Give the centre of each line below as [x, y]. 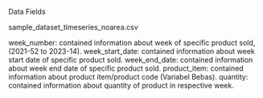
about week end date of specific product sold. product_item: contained [126, 68]
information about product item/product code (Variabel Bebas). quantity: [128, 77]
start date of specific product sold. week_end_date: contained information [131, 60]
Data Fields [27, 12]
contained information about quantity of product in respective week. [121, 85]
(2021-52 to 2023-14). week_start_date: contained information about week [131, 51]
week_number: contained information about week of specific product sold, [132, 43]
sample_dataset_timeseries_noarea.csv [73, 27]
